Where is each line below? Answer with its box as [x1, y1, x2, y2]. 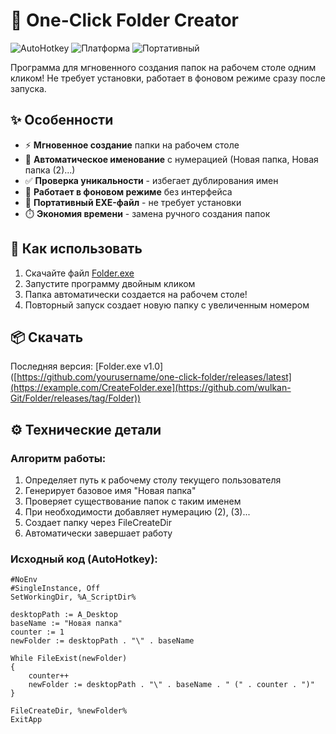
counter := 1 [10, 627, 65, 638]
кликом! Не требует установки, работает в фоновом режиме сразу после [10, 72, 326, 84]
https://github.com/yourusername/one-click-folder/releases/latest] [16, 371, 292, 383]
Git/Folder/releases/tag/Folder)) [10, 392, 142, 404]
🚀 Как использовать [10, 240, 143, 258]
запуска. [10, 82, 47, 94]
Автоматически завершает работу [24, 527, 173, 539]
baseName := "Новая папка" [10, 619, 123, 629]
